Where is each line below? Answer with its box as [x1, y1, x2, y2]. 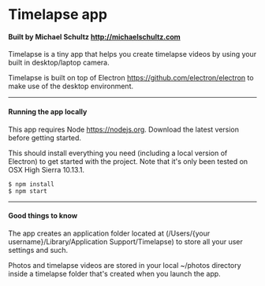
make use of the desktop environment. [8, 81, 134, 91]
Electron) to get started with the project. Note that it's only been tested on [8, 156, 248, 166]
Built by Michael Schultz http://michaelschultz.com [8, 32, 181, 41]
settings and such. [8, 245, 69, 254]
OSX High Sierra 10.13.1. [8, 165, 85, 174]
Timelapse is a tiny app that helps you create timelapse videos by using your [8, 50, 257, 59]
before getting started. [8, 132, 81, 143]
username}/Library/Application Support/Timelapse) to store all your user [8, 236, 243, 246]
